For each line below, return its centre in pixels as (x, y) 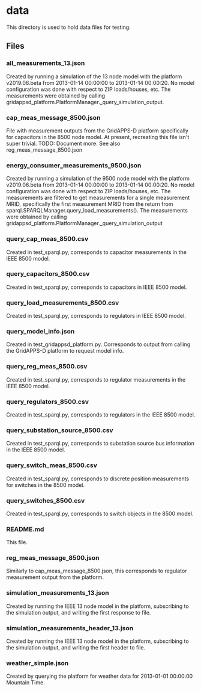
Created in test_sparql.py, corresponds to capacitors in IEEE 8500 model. (97, 287)
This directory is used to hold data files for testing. (68, 27)
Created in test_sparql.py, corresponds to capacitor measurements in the (97, 252)
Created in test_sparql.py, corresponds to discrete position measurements (98, 479)
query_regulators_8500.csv (47, 401)
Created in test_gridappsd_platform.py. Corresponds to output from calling (98, 344)
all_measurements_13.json (46, 63)
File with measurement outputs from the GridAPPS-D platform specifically (97, 131)
